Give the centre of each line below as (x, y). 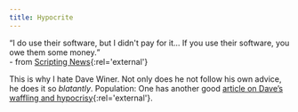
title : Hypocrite (41, 17)
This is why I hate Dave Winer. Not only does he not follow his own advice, (145, 79)
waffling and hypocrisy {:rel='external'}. (81, 98)
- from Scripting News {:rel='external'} (79, 61)
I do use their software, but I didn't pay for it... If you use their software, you (151, 43)
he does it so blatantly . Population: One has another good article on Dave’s (146, 88)
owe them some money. (53, 52)
